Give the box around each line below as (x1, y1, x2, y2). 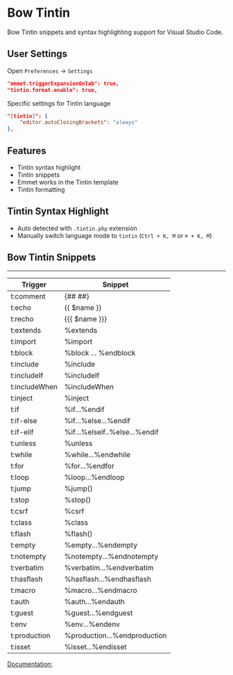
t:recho (10, 314, 34, 324)
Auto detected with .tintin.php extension (17, 224, 137, 232)
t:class (10, 517, 33, 527)
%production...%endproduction (64, 630, 167, 640)
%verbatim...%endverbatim (64, 562, 154, 572)
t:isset (10, 642, 31, 651)
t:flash (10, 529, 31, 539)
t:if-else (10, 415, 37, 425)
